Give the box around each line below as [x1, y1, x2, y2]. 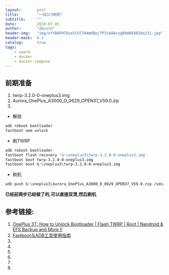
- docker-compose [14, 59, 51, 64]
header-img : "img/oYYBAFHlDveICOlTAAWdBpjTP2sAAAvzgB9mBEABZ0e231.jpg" [5, 31, 163, 36]
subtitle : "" [5, 17, 42, 22]
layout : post [5, 7, 46, 13]
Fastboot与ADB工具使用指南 [12, 232, 71, 238]
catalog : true [5, 40, 46, 45]
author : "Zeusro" [5, 26, 55, 31]
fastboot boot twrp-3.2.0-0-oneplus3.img [5, 157, 94, 162]
